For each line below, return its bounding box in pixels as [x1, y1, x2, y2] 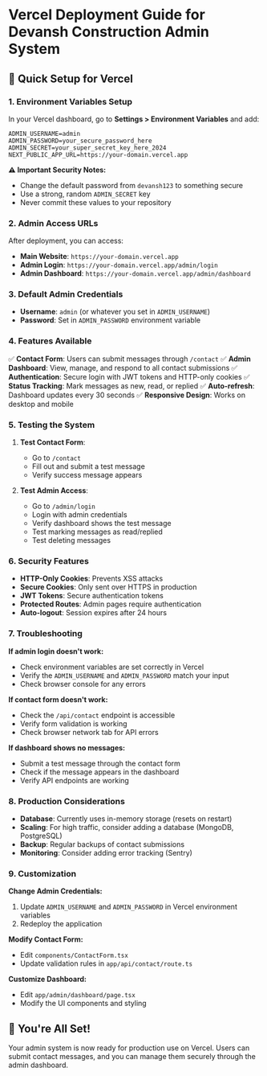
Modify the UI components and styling [19, 999, 147, 1008]
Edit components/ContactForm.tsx [19, 951, 128, 960]
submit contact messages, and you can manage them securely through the [8, 1052, 257, 1062]
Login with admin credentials [31, 510, 127, 520]
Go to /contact [31, 453, 82, 463]
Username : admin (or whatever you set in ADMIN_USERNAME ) [19, 307, 211, 317]
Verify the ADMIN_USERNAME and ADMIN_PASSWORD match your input [19, 670, 230, 680]
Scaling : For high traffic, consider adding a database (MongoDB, [19, 822, 234, 832]
